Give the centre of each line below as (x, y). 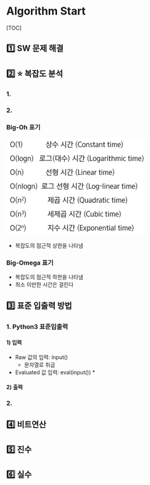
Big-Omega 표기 (30, 263)
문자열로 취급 (40, 365)
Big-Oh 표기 (24, 127)
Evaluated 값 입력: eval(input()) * (55, 372)
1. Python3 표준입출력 (37, 327)
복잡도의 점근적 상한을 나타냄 (49, 245)
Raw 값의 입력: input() (41, 357)
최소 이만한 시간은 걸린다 (44, 285)
